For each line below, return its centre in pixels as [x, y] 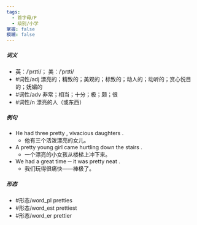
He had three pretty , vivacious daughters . [69, 133]
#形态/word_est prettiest [46, 208]
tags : [13, 12]
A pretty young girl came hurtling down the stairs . [79, 147]
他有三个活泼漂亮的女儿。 [57, 141]
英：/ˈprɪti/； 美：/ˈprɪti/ [45, 72]
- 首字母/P [24, 18]
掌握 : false [21, 29]
